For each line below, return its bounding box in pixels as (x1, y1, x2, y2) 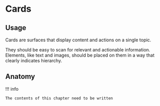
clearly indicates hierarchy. (5, 58, 62, 64)
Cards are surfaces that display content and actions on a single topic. (5, 37, 152, 43)
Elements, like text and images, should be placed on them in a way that (5, 52, 155, 58)
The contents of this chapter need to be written (5, 95, 113, 101)
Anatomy (5, 72, 35, 81)
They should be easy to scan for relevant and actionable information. (5, 47, 151, 52)
